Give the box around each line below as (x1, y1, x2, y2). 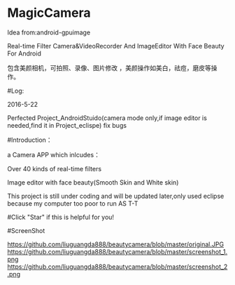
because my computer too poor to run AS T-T (7, 199, 138, 208)
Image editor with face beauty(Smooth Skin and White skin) (7, 178, 179, 187)
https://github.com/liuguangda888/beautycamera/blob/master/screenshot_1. (7, 247, 228, 256)
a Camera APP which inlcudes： (7, 150, 100, 159)
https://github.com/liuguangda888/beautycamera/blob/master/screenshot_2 (7, 262, 228, 271)
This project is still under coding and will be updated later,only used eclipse (7, 192, 225, 200)
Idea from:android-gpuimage (7, 28, 91, 37)
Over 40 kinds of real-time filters (7, 164, 102, 173)
